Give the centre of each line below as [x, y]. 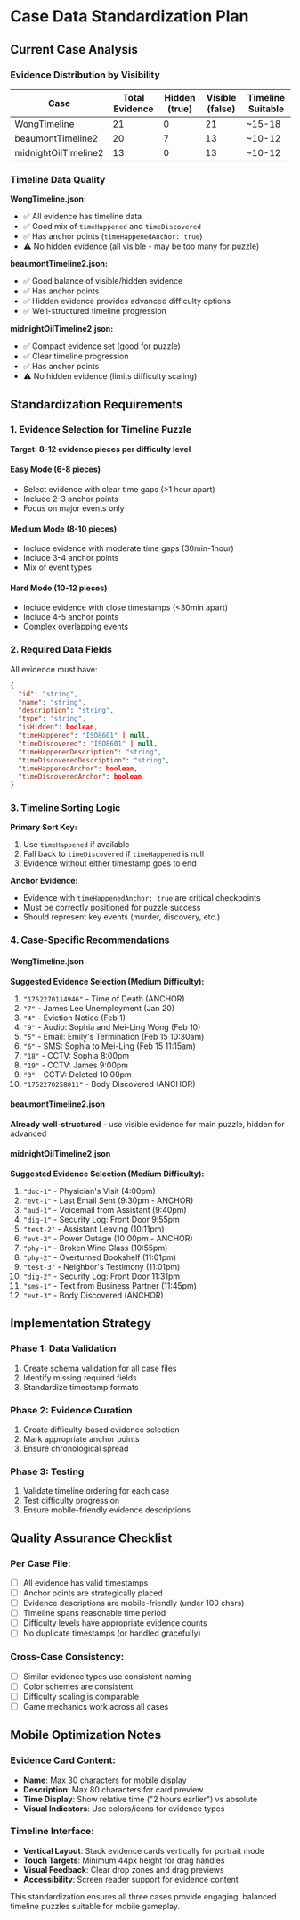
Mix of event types [57, 567]
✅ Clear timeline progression [76, 356]
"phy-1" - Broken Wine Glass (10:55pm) [95, 1248]
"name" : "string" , [53, 702]
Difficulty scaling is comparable [81, 1696]
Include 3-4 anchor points [71, 558]
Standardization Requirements [97, 404]
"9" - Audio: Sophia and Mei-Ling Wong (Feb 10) [112, 1026]
